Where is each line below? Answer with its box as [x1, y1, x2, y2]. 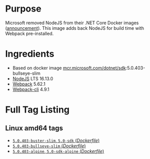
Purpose [5, 3, 42, 15]
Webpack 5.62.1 [12, 81, 46, 87]
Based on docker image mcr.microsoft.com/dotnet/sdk [12, 65, 126, 71]
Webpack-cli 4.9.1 [12, 86, 49, 92]
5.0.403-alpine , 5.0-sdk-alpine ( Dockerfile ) [12, 148, 104, 154]
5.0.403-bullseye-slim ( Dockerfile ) [12, 142, 86, 149]
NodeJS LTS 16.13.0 [12, 75, 54, 81]
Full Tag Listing [5, 104, 70, 116]
